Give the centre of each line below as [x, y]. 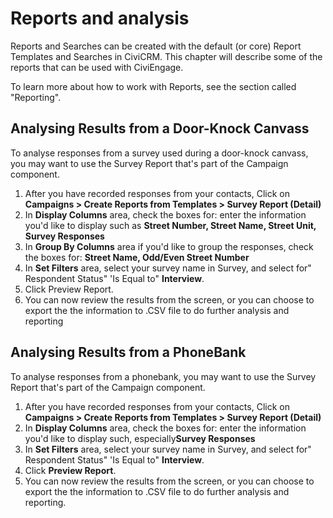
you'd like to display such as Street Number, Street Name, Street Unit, [170, 225]
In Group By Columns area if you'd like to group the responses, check [169, 246]
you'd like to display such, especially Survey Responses [140, 438]
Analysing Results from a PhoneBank [128, 352]
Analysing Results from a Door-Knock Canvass [160, 128]
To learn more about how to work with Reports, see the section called [153, 86]
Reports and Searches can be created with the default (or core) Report [156, 46]
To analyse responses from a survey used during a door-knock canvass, [159, 153]
